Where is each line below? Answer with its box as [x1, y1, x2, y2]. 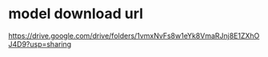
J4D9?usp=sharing [8, 39, 72, 48]
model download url [8, 5, 144, 23]
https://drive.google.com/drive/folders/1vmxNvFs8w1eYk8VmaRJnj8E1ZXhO [8, 31, 260, 40]
